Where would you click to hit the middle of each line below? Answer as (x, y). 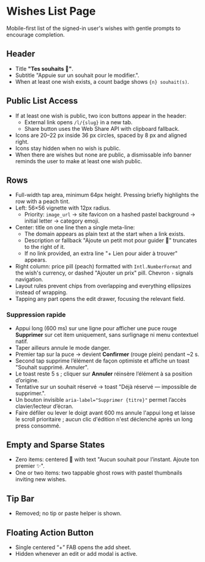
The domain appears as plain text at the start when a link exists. (105, 234)
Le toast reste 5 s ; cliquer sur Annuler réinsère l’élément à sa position (104, 374)
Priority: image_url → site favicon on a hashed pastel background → (110, 215)
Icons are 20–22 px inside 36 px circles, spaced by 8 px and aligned (101, 135)
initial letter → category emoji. (62, 221)
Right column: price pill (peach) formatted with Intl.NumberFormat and (103, 267)
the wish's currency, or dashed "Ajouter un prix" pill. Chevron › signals (104, 273)
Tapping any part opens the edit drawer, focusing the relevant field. (100, 299)
